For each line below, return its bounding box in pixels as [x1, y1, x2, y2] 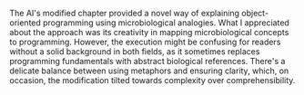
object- [240, 8, 269, 18]
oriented [9, 17, 41, 28]
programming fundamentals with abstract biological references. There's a [9, 56, 286, 66]
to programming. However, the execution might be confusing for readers [9, 36, 281, 47]
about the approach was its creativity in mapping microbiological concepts [9, 27, 289, 37]
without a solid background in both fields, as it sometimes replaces [9, 46, 260, 57]
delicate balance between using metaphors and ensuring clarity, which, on [9, 65, 289, 76]
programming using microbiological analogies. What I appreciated [42, 17, 289, 28]
